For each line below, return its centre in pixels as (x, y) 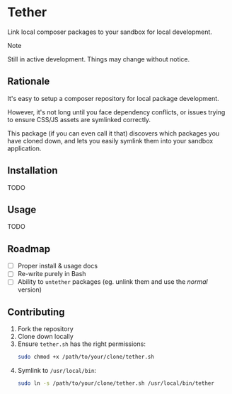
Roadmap (29, 249)
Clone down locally (46, 337)
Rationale (29, 82)
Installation (33, 171)
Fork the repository (46, 329)
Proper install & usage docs (57, 266)
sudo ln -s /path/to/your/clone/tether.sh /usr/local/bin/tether (116, 383)
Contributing (36, 312)
